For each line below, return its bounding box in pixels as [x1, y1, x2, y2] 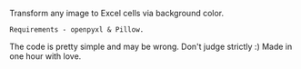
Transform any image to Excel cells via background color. [9, 8, 225, 18]
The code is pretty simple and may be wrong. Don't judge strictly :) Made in [9, 41, 293, 52]
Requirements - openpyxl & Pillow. [9, 25, 145, 34]
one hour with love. [9, 51, 82, 62]
